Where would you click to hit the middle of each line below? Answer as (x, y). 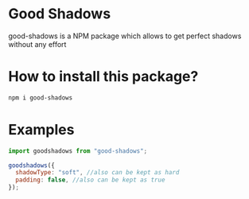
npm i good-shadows (41, 98)
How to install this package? (103, 77)
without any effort (37, 44)
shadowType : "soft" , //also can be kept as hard (97, 173)
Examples (41, 129)
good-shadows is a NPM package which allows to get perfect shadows (125, 36)
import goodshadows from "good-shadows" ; (78, 151)
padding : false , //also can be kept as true (90, 180)
